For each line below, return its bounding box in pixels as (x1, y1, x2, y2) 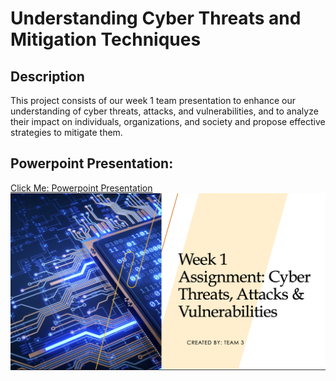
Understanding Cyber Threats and (10, 7, 302, 30)
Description (10, 68, 85, 85)
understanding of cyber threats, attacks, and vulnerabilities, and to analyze (10, 105, 319, 117)
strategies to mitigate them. (10, 127, 123, 138)
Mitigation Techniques (10, 28, 202, 51)
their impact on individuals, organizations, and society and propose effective (10, 116, 326, 127)
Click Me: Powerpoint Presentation (10, 182, 153, 194)
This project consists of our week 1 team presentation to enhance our (10, 95, 297, 106)
